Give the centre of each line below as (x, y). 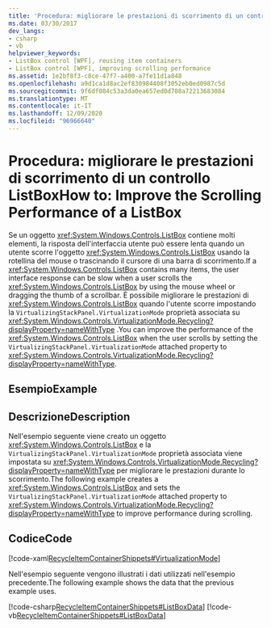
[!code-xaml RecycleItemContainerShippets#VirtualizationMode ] (115, 558)
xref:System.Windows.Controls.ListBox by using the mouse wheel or (122, 286)
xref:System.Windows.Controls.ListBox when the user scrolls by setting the (133, 338)
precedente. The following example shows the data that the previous (121, 582)
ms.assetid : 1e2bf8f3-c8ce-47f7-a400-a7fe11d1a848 (95, 76)
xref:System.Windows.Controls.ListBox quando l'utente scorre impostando (132, 303)
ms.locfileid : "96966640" (52, 121)
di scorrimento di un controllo (110, 178)
